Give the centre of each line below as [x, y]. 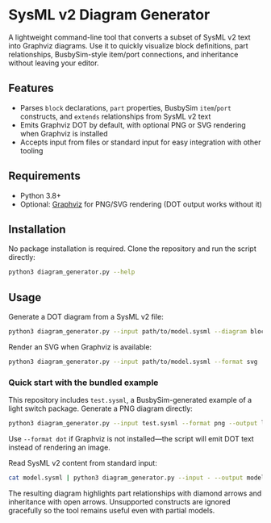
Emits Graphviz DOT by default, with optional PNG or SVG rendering [133, 125]
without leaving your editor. [54, 63]
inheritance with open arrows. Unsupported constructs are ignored [119, 501]
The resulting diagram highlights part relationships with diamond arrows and [135, 493]
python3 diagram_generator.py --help [72, 272]
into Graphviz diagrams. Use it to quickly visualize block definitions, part [128, 45]
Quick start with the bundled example [83, 383]
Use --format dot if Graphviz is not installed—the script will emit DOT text [131, 438]
